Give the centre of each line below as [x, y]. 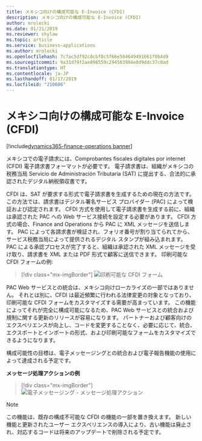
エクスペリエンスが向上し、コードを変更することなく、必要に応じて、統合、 [101, 325]
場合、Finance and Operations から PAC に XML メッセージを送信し [101, 224]
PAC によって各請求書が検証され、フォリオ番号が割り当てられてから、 [105, 231]
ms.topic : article [29, 40]
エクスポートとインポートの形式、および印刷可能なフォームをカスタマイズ [99, 333]
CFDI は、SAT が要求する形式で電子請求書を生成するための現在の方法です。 [100, 194]
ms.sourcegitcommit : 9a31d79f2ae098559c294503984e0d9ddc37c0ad [87, 62]
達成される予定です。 [48, 360]
